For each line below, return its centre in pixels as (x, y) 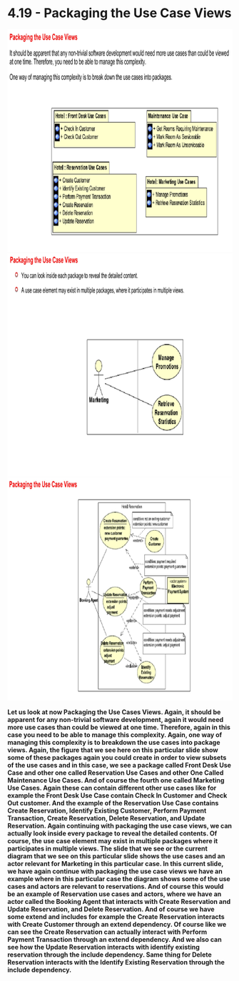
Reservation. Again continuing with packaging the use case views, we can (120, 825)
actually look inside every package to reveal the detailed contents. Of (112, 833)
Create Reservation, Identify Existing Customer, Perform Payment (107, 810)
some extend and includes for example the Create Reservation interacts (116, 916)
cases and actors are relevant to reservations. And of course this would (116, 886)
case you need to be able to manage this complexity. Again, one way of (115, 735)
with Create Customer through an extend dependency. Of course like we (117, 924)
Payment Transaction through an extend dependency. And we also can (115, 939)
